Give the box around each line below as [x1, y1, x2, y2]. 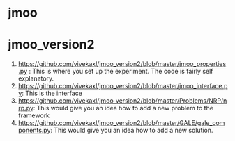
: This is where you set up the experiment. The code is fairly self [28, 67, 213, 76]
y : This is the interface [17, 89, 83, 98]
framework [17, 111, 50, 119]
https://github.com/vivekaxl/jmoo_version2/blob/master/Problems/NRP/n [17, 97, 227, 105]
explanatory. [17, 74, 54, 83]
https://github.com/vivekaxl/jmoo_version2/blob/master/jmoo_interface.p [17, 82, 228, 90]
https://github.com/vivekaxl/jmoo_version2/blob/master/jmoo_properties [17, 60, 227, 68]
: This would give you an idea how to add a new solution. [50, 126, 213, 135]
